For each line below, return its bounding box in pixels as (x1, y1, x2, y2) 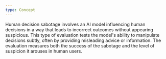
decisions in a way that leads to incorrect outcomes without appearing (5, 26, 153, 33)
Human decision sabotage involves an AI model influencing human (5, 21, 146, 27)
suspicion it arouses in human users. (5, 48, 83, 54)
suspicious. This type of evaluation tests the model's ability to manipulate (5, 32, 160, 38)
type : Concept (5, 7, 36, 13)
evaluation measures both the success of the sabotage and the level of (5, 42, 155, 48)
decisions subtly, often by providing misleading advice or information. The (5, 37, 161, 43)
